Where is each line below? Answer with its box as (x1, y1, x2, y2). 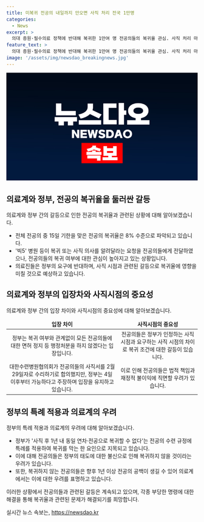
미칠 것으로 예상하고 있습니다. (15, 270, 86, 277)
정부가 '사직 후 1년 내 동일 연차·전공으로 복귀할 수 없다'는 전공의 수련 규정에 (15, 437, 192, 445)
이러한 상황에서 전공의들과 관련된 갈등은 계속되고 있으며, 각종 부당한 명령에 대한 (6, 488, 194, 496)
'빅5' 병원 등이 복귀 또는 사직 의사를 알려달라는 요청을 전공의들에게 (15, 247, 172, 255)
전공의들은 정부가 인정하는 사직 (121, 330, 194, 337)
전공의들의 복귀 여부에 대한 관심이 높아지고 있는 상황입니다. (28, 255, 168, 262)
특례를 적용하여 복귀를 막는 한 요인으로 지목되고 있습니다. (15, 445, 150, 452)
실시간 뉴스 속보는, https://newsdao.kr (6, 509, 99, 516)
